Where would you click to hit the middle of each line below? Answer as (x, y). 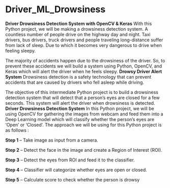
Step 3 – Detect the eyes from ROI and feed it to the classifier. (70, 160)
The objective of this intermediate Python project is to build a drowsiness (82, 92)
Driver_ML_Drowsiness (55, 9)
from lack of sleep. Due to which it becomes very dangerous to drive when (83, 45)
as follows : (17, 130)
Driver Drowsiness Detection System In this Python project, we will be (80, 108)
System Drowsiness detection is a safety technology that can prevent (78, 77)
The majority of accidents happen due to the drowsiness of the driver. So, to (85, 60)
